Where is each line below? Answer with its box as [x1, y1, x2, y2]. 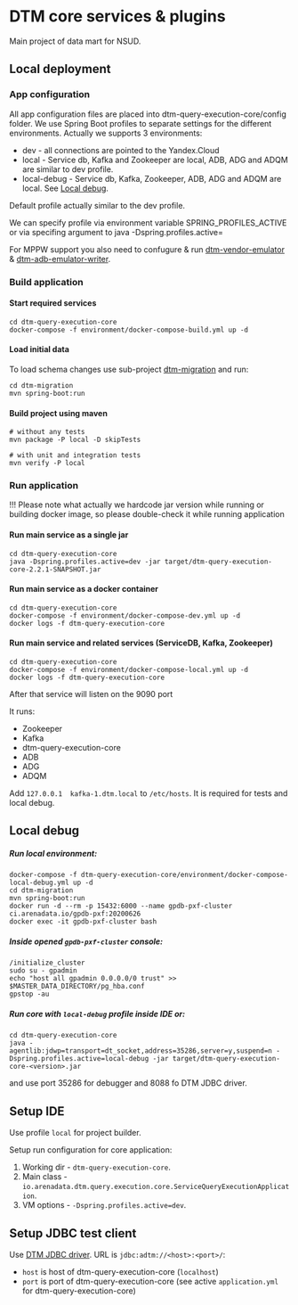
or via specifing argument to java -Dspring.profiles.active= [9, 226, 224, 237]
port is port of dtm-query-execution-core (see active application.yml [21, 1276, 278, 1286]
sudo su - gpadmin [9, 966, 77, 975]
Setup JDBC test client [9, 1226, 137, 1241]
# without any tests [9, 428, 86, 437]
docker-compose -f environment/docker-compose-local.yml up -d [9, 666, 249, 675]
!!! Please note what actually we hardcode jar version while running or [9, 499, 265, 510]
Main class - [21, 1171, 68, 1182]
